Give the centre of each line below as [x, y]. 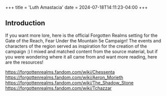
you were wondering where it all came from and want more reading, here [81, 57]
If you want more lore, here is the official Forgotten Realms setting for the [81, 35]
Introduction [25, 23]
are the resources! [24, 62]
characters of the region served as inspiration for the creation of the [76, 46]
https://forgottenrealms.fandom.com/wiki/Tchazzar [59, 88]
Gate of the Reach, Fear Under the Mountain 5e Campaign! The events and [83, 40]
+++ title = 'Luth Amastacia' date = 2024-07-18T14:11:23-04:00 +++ [77, 7]
